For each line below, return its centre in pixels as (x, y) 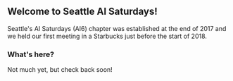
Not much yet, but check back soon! (60, 70)
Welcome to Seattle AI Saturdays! (83, 12)
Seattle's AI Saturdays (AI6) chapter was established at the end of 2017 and (117, 28)
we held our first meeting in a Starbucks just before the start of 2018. (107, 36)
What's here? (31, 54)
